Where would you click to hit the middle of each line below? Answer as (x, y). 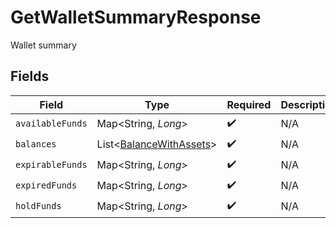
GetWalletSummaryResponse (136, 17)
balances (36, 144)
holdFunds (38, 206)
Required (249, 104)
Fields (30, 76)
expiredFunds (46, 185)
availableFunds (51, 124)
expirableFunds (51, 165)
